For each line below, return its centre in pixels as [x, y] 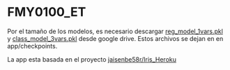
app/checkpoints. [32, 46]
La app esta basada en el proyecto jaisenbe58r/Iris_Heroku [92, 59]
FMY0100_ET [47, 12]
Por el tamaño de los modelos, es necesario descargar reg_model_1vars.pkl [115, 31]
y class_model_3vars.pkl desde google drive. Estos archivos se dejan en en [115, 38]
